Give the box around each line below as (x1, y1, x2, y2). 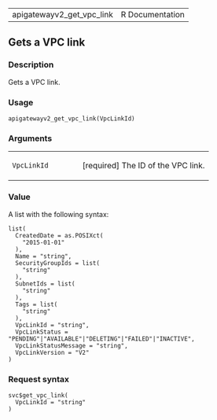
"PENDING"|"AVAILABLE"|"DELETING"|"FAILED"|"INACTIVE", (8, 334, 195, 343)
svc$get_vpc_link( (8, 391, 68, 400)
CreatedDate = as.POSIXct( (15, 231, 104, 239)
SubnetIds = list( (15, 279, 76, 288)
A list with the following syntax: (8, 209, 109, 219)
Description (8, 59, 54, 70)
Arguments (8, 133, 53, 144)
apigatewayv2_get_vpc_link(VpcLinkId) (8, 114, 135, 123)
